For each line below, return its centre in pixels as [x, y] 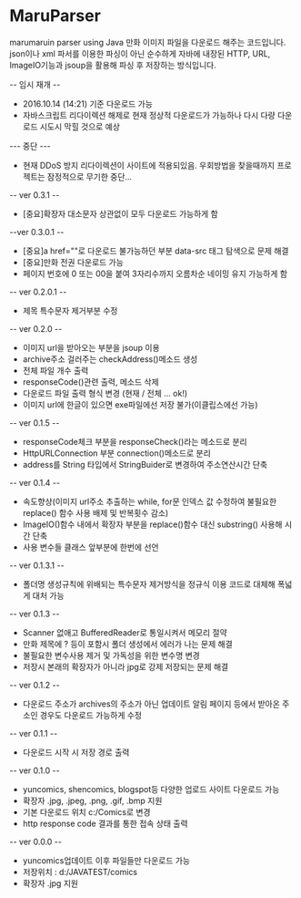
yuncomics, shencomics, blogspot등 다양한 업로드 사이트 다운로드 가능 [151, 789]
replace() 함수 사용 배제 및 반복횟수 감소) [95, 512]
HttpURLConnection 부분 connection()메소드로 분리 [116, 453]
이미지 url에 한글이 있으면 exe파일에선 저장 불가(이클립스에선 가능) [140, 404]
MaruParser [55, 16]
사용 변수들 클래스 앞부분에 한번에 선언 [90, 547]
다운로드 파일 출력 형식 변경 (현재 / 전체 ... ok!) [105, 393]
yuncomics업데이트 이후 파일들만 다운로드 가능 [106, 860]
